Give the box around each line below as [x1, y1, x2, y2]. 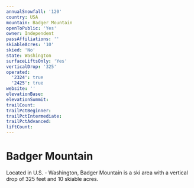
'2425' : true [11, 80, 44, 86]
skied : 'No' [6, 47, 35, 53]
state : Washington [6, 53, 51, 59]
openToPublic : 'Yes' [6, 25, 57, 31]
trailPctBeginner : [6, 108, 51, 114]
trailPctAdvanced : [6, 119, 51, 125]
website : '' [6, 86, 35, 92]
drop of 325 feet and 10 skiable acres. [6, 175, 99, 182]
